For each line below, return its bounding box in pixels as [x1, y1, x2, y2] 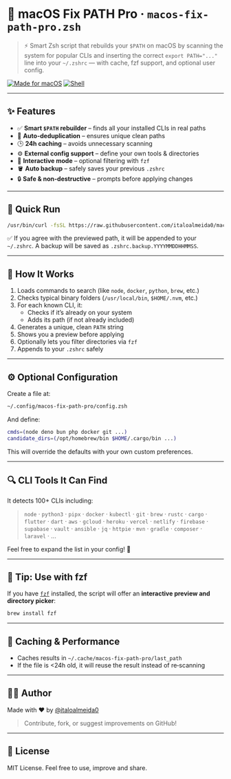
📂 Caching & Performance [7, 635, 120, 647]
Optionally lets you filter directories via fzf [16, 338, 137, 346]
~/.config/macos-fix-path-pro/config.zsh [7, 403, 128, 410]
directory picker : [7, 597, 56, 605]
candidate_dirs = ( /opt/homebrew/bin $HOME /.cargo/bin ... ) [7, 435, 177, 442]
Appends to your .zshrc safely [16, 345, 104, 353]
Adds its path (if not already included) [27, 316, 135, 324]
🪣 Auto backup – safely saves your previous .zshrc [16, 164, 165, 173]
